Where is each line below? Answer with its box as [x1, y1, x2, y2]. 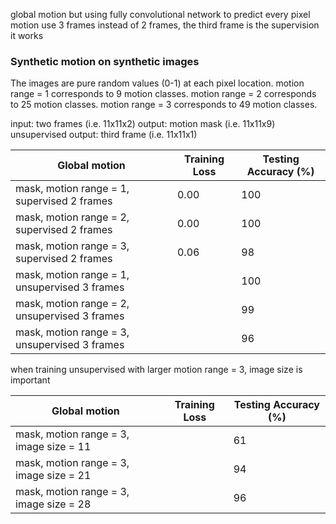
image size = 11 [15, 440, 92, 454]
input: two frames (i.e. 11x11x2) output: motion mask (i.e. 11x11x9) [10, 118, 276, 130]
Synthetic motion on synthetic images [10, 54, 200, 68]
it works [10, 30, 44, 41]
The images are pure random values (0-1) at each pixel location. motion [10, 77, 305, 89]
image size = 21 [15, 469, 92, 483]
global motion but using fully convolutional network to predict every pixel [10, 9, 311, 20]
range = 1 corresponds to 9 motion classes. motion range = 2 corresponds [10, 88, 317, 100]
